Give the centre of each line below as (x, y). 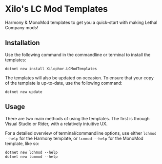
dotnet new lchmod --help (31, 152)
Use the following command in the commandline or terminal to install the (78, 55)
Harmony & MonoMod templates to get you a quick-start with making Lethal (81, 22)
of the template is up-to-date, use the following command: (64, 83)
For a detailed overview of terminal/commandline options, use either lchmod (81, 133)
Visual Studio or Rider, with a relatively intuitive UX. (56, 124)
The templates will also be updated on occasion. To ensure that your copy (79, 78)
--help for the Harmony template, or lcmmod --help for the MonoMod (74, 138)
